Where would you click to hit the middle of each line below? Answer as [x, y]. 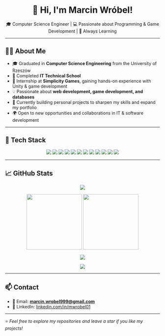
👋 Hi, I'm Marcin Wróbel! [82, 10]
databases [23, 97]
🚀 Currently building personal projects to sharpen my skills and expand [84, 102]
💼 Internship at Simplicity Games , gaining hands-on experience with [82, 81]
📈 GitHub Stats [29, 173]
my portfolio [24, 107]
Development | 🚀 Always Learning [82, 31]
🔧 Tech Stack [26, 140]
